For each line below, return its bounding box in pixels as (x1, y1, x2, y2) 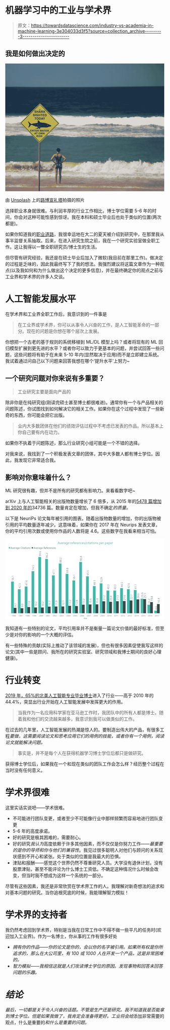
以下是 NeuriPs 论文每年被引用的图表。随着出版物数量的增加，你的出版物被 (5, 516, 161, 522)
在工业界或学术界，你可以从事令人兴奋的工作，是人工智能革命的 (17, 321, 150, 327)
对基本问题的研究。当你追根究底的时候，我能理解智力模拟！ (5, 889, 129, 895)
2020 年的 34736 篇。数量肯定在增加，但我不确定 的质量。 (11, 505, 131, 511)
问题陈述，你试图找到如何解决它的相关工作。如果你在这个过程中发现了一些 (5, 406, 160, 412)
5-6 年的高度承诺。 (12, 828, 53, 834)
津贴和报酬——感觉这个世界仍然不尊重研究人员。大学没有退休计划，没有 (12, 860, 163, 866)
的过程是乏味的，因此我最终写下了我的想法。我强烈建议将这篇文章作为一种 (5, 261, 160, 267)
